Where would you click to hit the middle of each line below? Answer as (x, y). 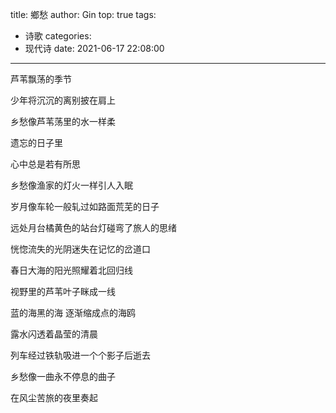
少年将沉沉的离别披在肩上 (63, 100)
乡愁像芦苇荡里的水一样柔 (63, 121)
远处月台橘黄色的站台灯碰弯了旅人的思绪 (93, 227)
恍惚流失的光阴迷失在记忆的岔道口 (80, 249)
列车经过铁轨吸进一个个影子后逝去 (80, 355)
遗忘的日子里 (36, 142)
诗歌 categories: (58, 36)
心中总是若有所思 (45, 164)
